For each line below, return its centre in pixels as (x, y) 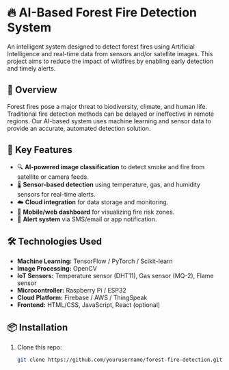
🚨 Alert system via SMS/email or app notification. (87, 219)
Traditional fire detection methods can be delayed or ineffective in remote (111, 114)
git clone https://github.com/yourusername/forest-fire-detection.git (120, 360)
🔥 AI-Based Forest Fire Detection (102, 13)
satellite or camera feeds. (53, 177)
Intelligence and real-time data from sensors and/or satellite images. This (110, 53)
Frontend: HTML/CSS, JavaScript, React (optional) (89, 305)
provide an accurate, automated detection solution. (79, 128)
